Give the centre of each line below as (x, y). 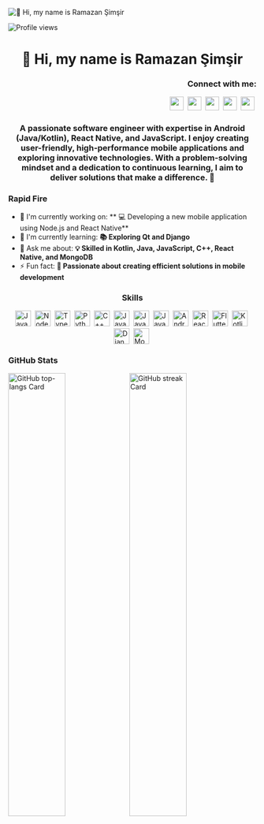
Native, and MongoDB (56, 257)
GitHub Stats (33, 360)
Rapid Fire (28, 199)
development (42, 277)
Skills (132, 297)
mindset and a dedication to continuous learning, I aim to (132, 168)
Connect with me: (222, 84)
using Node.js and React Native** (74, 228)
